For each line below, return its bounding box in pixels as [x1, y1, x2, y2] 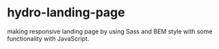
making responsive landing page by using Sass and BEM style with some [7, 27, 213, 35]
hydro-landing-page [7, 5, 125, 20]
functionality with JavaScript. [7, 34, 90, 42]
